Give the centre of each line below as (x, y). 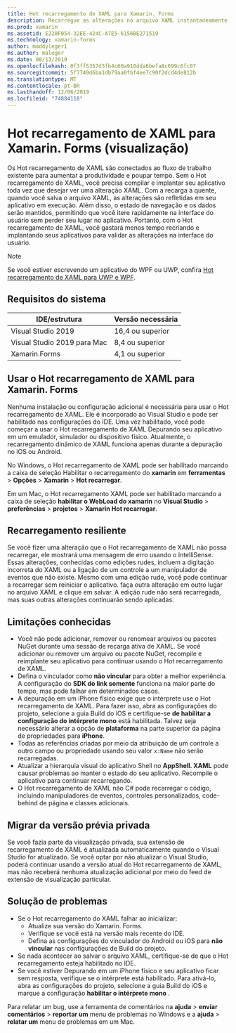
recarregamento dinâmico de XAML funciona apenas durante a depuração (115, 444)
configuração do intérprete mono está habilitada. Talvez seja (107, 721)
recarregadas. (38, 758)
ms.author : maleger (36, 53)
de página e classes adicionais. (84, 803)
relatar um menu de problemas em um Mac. (71, 1021)
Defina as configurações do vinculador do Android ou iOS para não (125, 941)
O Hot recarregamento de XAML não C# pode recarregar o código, (114, 788)
